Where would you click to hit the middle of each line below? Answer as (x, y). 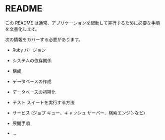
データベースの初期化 (34, 92)
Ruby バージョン (29, 50)
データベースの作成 (32, 81)
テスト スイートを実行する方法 (43, 102)
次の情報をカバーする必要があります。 (44, 39)
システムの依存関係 (32, 60)
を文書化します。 (22, 29)
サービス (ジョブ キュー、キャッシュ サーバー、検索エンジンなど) (79, 113)
